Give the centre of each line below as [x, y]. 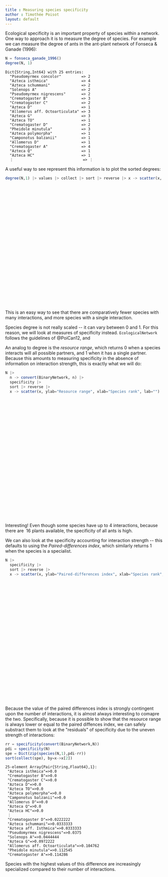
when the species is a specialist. [38, 551]
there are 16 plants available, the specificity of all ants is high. [69, 531]
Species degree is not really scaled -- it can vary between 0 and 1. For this [82, 327]
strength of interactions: [30, 735]
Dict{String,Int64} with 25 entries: [44, 72]
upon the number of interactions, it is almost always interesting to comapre [82, 713]
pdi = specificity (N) [28, 749]
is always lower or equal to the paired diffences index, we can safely [75, 724]
